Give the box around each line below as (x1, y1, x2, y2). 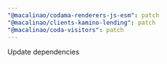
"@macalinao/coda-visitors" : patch (7, 26, 124, 34)
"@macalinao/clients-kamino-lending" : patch (7, 19, 156, 27)
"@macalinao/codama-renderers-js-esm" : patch (7, 11, 159, 20)
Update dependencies (7, 48, 80, 57)
